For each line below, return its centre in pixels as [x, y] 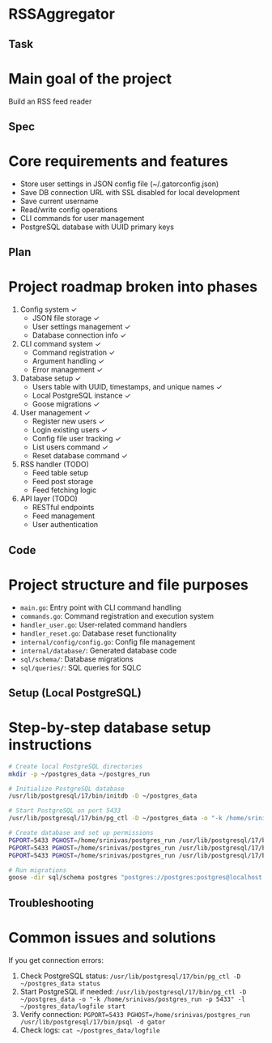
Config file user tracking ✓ [76, 439]
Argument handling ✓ [68, 361]
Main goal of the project [90, 79]
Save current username [59, 201]
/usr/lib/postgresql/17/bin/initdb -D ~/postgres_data [103, 796]
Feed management [64, 516]
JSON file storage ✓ [66, 318]
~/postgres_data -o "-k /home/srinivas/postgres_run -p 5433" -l [132, 999]
